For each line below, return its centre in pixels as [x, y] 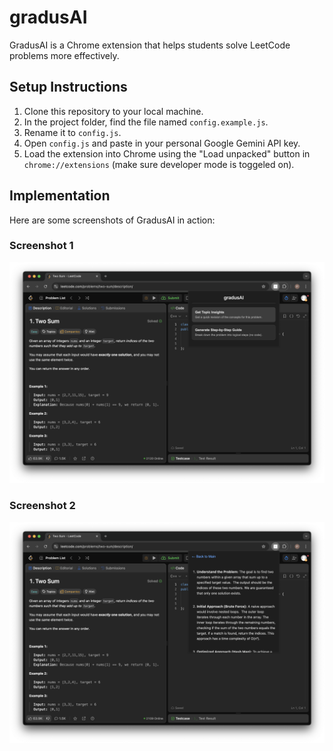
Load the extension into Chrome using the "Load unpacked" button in [167, 153]
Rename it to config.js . [72, 132]
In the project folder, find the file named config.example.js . [146, 122]
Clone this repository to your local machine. [113, 111]
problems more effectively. [64, 55]
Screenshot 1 [41, 246]
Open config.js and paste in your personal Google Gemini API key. [162, 143]
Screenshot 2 [42, 506]
